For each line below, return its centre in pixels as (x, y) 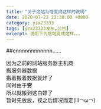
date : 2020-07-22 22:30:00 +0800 (47, 17)
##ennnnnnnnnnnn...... (34, 51)
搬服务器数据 (22, 71)
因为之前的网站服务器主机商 (40, 63)
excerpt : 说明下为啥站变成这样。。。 (45, 34)
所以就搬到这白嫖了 (30, 93)
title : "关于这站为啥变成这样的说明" (47, 12)
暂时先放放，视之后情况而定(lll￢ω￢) (51, 100)
